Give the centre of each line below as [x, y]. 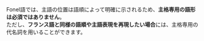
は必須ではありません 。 [36, 17]
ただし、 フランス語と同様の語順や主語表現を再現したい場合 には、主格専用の [102, 24]
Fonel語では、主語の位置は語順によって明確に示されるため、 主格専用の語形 [101, 9]
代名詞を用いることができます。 [46, 32]
